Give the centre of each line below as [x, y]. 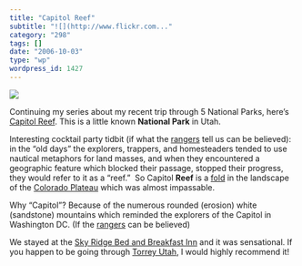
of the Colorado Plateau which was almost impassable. [112, 187]
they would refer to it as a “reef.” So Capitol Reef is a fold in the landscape [149, 178]
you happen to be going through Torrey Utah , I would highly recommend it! [149, 251]
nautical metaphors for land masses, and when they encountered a [135, 158]
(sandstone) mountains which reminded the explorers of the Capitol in [141, 214]
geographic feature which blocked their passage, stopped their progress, [146, 168]
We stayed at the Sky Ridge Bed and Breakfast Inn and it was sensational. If [151, 241]
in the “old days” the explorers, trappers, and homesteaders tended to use [149, 148]
